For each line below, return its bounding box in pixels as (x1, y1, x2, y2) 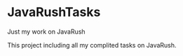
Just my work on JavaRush (7, 27, 86, 36)
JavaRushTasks (7, 4, 101, 20)
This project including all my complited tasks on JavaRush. (7, 41, 177, 49)
